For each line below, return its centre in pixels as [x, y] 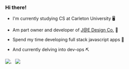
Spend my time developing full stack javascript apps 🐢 [68, 40]
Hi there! [16, 7]
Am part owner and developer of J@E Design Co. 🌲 [65, 30]
